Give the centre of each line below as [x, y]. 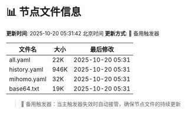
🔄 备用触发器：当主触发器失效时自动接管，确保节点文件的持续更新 [101, 104]
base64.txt [24, 88]
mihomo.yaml [28, 79]
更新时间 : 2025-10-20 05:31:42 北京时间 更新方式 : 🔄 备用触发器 [83, 33]
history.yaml [26, 69]
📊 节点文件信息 [44, 12]
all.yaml [20, 60]
